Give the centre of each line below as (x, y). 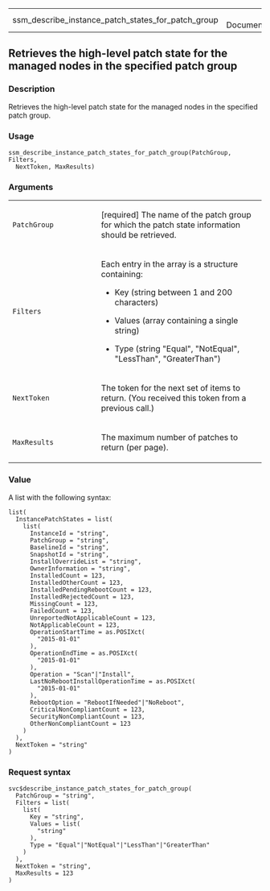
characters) (137, 303)
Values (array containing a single (176, 321)
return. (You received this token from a (174, 398)
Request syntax (39, 772)
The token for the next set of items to (171, 388)
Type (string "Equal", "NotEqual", (177, 349)
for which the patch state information (171, 225)
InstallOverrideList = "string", (86, 562)
